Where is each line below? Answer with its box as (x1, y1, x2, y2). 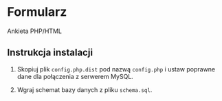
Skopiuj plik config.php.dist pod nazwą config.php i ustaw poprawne (16, 65, 216, 73)
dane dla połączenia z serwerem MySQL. (16, 72, 134, 80)
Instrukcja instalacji (7, 47, 93, 58)
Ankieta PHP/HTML (7, 27, 62, 35)
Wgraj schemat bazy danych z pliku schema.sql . (16, 85, 153, 93)
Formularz (7, 4, 67, 20)
